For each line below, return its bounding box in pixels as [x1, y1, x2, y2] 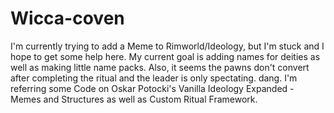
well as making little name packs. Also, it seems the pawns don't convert [10, 61, 310, 73]
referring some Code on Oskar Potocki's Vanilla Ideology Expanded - [10, 82, 295, 94]
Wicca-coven [10, 7, 125, 30]
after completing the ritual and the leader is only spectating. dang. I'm [10, 72, 298, 84]
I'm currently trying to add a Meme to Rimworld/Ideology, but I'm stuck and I [10, 40, 325, 52]
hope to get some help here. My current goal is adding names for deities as [10, 50, 321, 62]
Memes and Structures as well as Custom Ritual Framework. [10, 93, 258, 105]
